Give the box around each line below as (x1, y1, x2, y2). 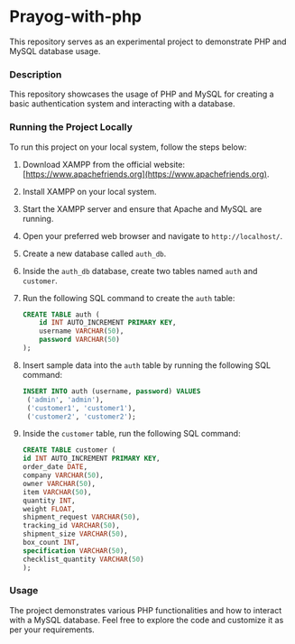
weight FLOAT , (22, 504, 76, 513)
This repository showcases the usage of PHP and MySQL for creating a (9, 88, 274, 100)
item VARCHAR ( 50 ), (22, 487, 92, 497)
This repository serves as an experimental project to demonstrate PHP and (9, 36, 287, 47)
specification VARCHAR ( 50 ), (22, 546, 128, 556)
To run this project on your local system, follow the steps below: (9, 142, 247, 152)
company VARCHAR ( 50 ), (22, 471, 105, 480)
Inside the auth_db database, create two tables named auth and (22, 265, 258, 276)
